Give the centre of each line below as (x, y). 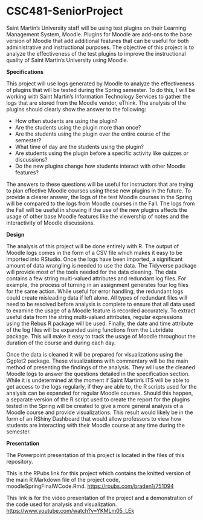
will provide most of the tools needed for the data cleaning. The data (92, 272)
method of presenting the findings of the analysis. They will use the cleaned (101, 367)
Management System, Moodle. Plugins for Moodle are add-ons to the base (99, 34)
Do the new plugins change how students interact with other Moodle (100, 166)
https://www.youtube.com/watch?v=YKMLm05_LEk (70, 510)
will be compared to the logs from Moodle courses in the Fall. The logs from (101, 203)
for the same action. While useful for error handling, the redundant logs (95, 291)
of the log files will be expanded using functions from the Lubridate (90, 330)
